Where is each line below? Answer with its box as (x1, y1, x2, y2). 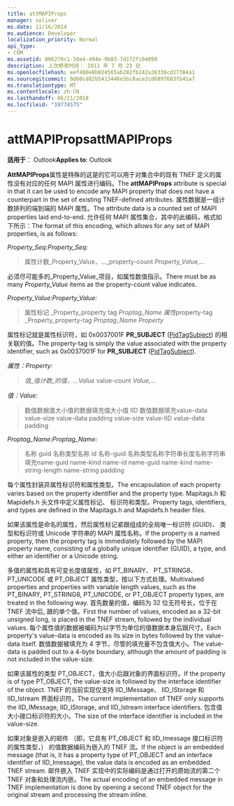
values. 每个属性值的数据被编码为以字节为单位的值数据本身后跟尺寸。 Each (7, 623, 221, 632)
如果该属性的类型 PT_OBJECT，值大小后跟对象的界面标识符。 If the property (7, 669, 226, 677)
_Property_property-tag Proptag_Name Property (24, 316, 164, 324)
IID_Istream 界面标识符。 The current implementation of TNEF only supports (7, 694, 224, 702)
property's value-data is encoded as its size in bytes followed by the (7, 631, 204, 639)
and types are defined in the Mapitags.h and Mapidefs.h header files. (7, 505, 206, 514)
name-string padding (64, 466, 124, 474)
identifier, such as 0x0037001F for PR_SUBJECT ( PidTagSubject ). (7, 347, 197, 355)
